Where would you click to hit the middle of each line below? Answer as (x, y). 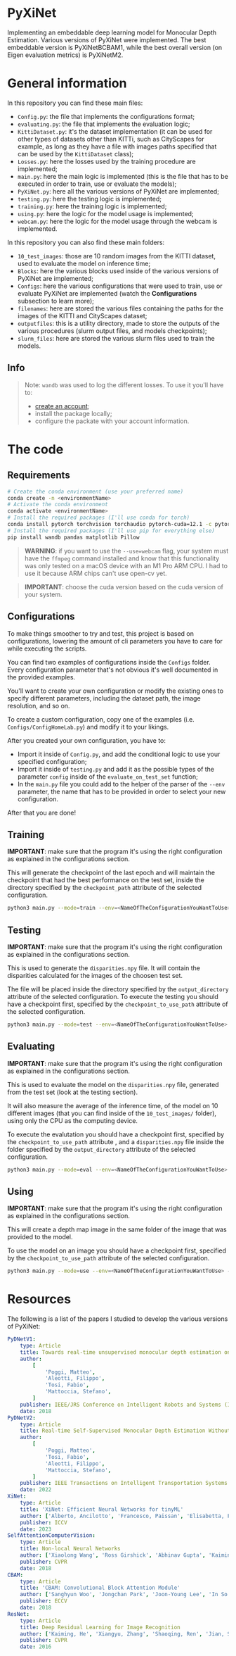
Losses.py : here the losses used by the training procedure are (106, 161)
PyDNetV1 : (22, 1339)
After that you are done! (42, 813)
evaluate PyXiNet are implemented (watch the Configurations (107, 293)
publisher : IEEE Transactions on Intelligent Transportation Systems (124, 1483)
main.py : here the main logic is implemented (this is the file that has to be (123, 176)
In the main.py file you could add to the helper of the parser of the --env (121, 784)
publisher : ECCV (44, 1601)
